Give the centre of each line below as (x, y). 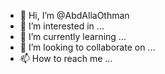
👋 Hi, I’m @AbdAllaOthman (74, 15)
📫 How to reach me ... (66, 58)
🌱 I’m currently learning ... (73, 36)
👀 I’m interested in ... (62, 26)
